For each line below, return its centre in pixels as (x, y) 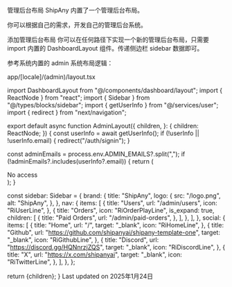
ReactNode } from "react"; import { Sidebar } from (79, 98)
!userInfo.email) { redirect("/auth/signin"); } (69, 140)
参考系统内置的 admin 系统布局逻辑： (60, 63)
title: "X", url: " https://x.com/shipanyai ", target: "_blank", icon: (95, 254)
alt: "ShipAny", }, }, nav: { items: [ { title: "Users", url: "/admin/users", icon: (112, 203)
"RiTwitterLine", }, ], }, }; (41, 262)
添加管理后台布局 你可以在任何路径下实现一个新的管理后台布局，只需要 (108, 40)
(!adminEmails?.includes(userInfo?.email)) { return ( (80, 161)
